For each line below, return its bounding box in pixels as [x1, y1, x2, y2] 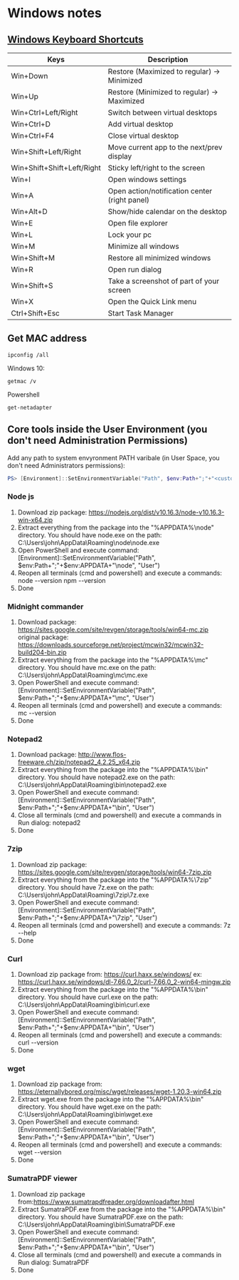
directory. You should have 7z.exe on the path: [17, 883, 154, 891]
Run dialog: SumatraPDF [17, 1258, 90, 1266]
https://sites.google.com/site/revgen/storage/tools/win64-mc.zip [17, 626, 208, 634]
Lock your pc [107, 230, 152, 240]
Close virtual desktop [107, 131, 179, 141]
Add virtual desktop [107, 119, 174, 129]
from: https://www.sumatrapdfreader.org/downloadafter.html [17, 1197, 194, 1206]
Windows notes [7, 5, 102, 21]
